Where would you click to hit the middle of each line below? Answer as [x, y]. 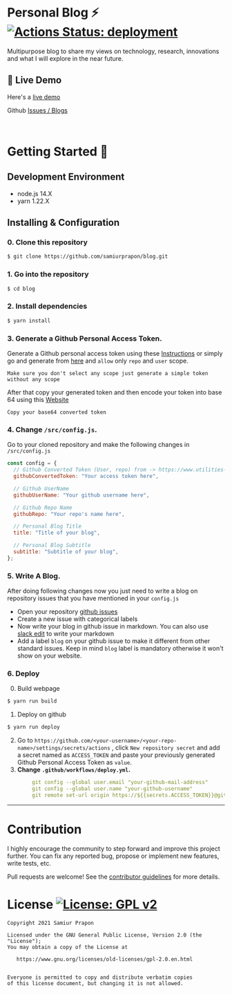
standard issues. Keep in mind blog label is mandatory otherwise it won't [120, 649]
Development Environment [66, 177]
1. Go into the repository [48, 274]
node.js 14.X [35, 193]
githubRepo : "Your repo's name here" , [69, 514]
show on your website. [49, 656]
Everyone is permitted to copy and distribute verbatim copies [100, 977]
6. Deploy [23, 673]
